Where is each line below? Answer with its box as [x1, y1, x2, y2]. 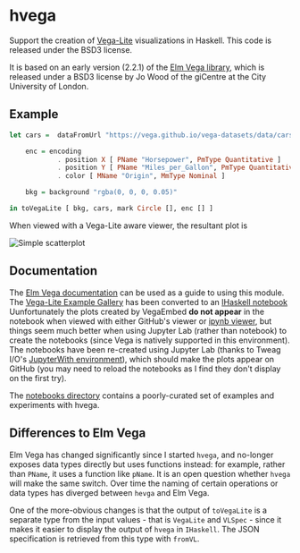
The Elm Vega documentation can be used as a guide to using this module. [9, 287, 285, 298]
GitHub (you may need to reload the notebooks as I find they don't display [9, 363, 281, 374]
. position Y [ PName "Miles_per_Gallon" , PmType [56, 163, 246, 173]
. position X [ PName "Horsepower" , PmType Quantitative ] [56, 155, 281, 164]
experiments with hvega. [9, 399, 100, 410]
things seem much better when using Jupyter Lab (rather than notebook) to [9, 325, 287, 336]
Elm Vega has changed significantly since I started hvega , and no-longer [9, 449, 274, 460]
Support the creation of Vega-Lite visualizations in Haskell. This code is [9, 35, 272, 46]
